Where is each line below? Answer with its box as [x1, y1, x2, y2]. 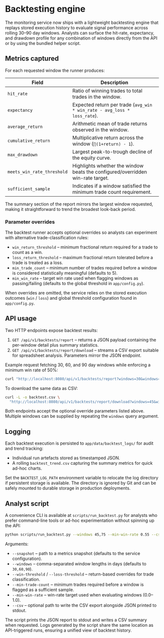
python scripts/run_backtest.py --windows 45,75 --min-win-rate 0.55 [5, 532, 150, 537]
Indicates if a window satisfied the [72, 182, 150, 189]
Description [100, 79, 128, 86]
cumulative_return [7, 138, 50, 144]
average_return [7, 123, 43, 129]
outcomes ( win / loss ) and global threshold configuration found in [5, 295, 137, 301]
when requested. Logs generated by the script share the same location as [5, 622, 154, 628]
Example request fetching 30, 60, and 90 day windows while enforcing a [5, 362, 151, 368]
